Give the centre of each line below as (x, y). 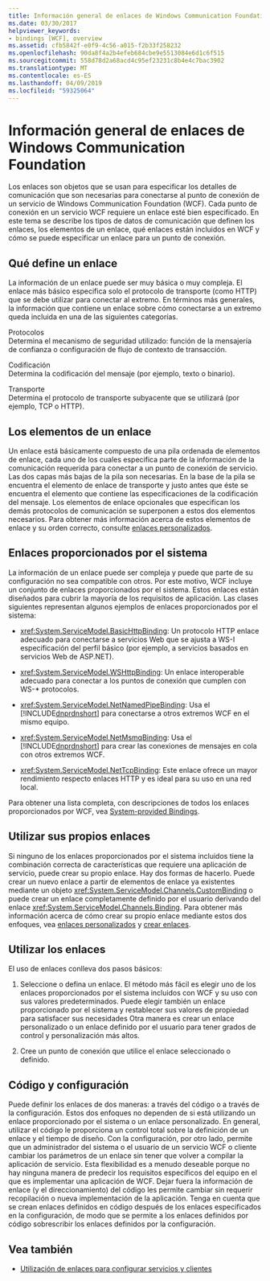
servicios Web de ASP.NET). (67, 656)
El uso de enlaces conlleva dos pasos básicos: (85, 969)
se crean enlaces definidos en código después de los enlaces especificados (135, 1207)
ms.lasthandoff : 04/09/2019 (55, 83)
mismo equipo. (45, 721)
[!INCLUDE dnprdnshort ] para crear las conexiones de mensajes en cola (138, 745)
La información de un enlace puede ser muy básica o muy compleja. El (125, 283)
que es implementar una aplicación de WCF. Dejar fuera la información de (131, 1181)
